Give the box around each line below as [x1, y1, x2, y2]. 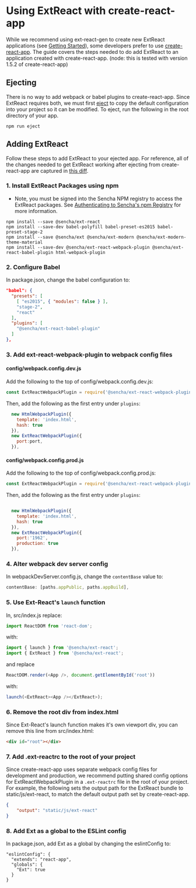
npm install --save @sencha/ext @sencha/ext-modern [6, 234, 134, 240]
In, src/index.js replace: [6, 612, 62, 619]
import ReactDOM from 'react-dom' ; [6, 623, 93, 629]
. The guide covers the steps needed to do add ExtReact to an [29, 48, 179, 55]
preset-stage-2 [6, 229, 43, 235]
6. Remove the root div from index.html [6, 708, 118, 716]
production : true [16, 540, 59, 547]
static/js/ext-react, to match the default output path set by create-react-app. [6, 791, 190, 798]
